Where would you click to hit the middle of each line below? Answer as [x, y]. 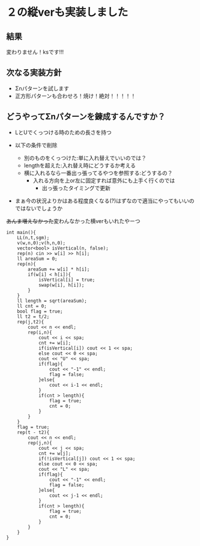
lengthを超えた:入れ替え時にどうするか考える [80, 165]
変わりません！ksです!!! [35, 52]
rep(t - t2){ [33, 432]
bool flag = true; [40, 311]
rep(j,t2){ [31, 322]
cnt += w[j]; [54, 453]
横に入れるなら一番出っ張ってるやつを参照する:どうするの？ [98, 173]
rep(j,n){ [40, 443]
